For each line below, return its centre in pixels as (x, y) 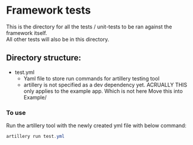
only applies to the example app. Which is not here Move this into (103, 91)
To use (16, 112)
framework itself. (27, 33)
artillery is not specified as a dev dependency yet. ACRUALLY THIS (105, 85)
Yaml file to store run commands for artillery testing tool (91, 78)
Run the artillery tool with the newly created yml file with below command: (96, 125)
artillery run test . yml (36, 137)
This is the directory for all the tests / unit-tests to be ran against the (89, 27)
